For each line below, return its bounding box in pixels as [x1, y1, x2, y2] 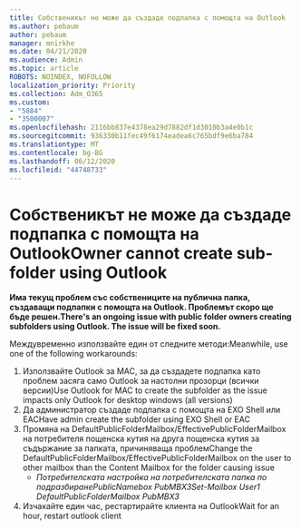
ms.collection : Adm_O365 [9, 89, 103, 98]
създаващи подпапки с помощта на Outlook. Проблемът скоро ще [9, 301, 274, 313]
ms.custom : [9, 97, 51, 107]
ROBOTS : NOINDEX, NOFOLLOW [9, 73, 112, 82]
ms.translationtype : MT [9, 140, 100, 149]
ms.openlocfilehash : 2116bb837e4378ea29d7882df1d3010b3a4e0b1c [9, 123, 254, 132]
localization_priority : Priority [9, 81, 136, 90]
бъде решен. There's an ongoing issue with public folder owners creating [9, 311, 292, 322]
